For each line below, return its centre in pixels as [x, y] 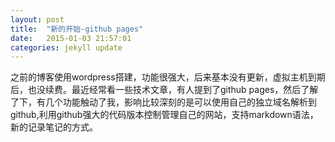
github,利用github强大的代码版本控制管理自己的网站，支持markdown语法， [164, 115]
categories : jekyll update [66, 47]
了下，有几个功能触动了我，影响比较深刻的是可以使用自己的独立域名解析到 [163, 102]
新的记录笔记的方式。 [54, 127]
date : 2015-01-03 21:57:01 [71, 38]
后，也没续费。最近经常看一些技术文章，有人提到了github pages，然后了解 [164, 90]
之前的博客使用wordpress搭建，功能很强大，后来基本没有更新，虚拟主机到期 [168, 77]
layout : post [37, 19]
